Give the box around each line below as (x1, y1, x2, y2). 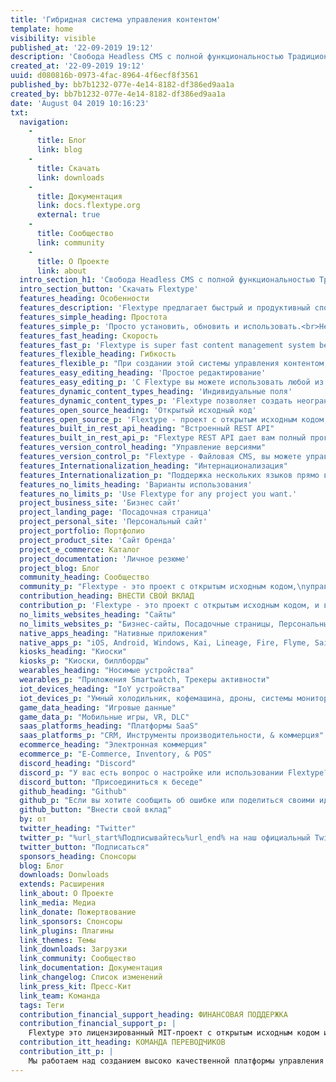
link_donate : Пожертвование (19, 907, 137, 917)
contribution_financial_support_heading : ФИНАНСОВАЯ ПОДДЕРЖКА (19, 1009, 288, 1020)
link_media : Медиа (19, 898, 97, 908)
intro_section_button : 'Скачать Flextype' (19, 284, 199, 295)
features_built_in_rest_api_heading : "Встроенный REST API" (19, 424, 275, 434)
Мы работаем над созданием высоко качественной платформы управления (28, 1056, 325, 1066)
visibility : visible (10, 33, 97, 43)
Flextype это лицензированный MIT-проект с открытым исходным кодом (28, 1028, 320, 1038)
